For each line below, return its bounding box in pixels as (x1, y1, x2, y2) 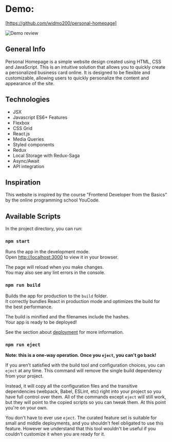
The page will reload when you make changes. (5, 264, 104, 270)
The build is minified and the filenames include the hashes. (5, 313, 130, 319)
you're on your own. (5, 405, 48, 411)
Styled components (12, 142, 54, 148)
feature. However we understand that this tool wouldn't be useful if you (5, 426, 156, 432)
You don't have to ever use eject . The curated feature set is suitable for (5, 415, 157, 421)
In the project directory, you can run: (5, 226, 83, 232)
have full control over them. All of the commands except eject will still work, (5, 394, 166, 400)
